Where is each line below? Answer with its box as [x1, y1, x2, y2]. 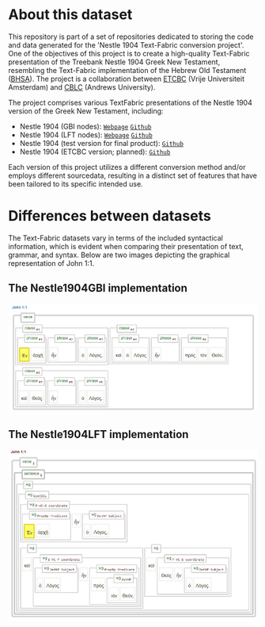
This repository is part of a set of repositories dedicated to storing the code [8, 32, 254, 41]
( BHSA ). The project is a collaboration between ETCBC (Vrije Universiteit [8, 74, 245, 83]
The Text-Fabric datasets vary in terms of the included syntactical [8, 233, 223, 243]
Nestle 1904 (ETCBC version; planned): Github [19, 147, 171, 156]
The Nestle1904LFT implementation [8, 428, 189, 441]
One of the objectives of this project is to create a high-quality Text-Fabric [8, 48, 251, 58]
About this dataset [8, 6, 133, 24]
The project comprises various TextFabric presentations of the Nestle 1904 [8, 98, 253, 107]
